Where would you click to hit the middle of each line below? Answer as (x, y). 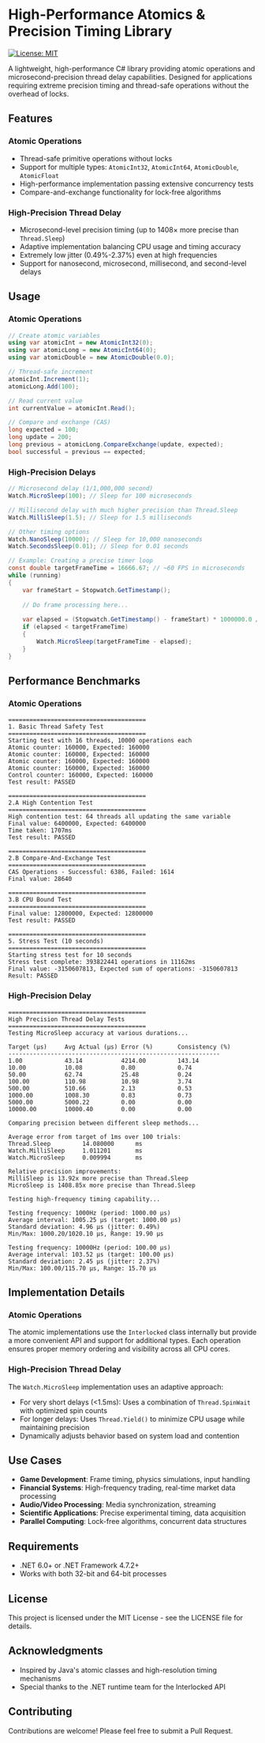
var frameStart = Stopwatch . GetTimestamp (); (97, 590)
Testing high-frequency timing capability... (84, 1199)
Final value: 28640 (40, 879)
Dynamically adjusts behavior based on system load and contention (129, 1435)
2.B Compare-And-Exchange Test (60, 858)
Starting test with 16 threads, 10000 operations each (100, 741)
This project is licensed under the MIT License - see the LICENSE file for (125, 1617)
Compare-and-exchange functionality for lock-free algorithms (120, 192)
